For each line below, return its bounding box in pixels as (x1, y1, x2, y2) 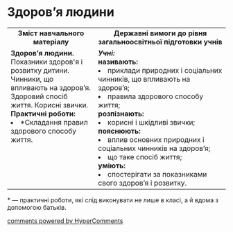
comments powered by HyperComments (7, 216, 123, 225)
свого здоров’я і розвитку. (98, 178, 187, 188)
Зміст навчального (17, 28, 85, 38)
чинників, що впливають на (98, 74, 191, 84)
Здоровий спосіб (10, 91, 68, 101)
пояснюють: (98, 126, 141, 136)
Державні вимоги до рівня (113, 28, 207, 38)
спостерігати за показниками (107, 169, 207, 179)
